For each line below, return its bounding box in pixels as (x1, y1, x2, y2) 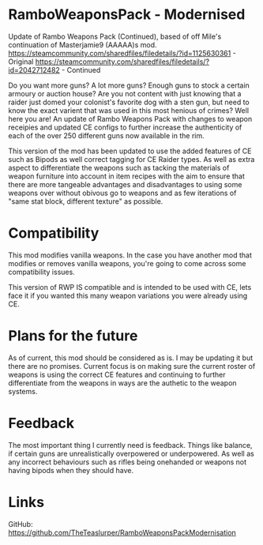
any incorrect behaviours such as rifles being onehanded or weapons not (8, 457, 247, 467)
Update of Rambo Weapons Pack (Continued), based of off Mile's (8, 32, 222, 41)
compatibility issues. (8, 267, 75, 276)
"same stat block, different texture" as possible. (8, 196, 163, 206)
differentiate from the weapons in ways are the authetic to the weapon (8, 378, 237, 388)
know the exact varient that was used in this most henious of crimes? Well (8, 105, 250, 115)
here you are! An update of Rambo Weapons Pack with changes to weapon (8, 114, 253, 123)
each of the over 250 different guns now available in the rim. (8, 130, 205, 140)
